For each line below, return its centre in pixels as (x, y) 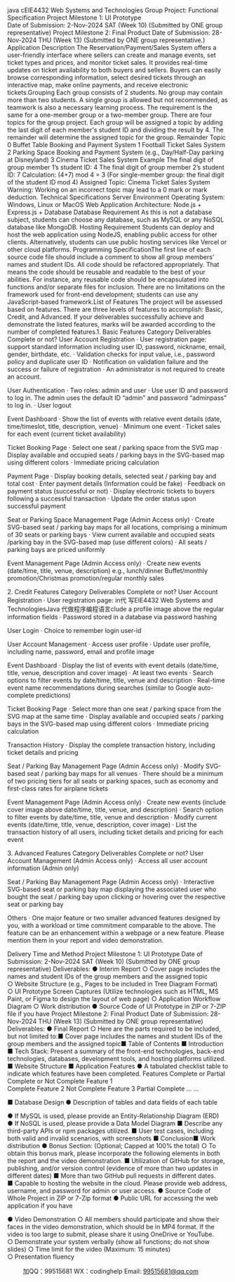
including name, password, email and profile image (81, 652)
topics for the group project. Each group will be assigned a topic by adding (115, 122)
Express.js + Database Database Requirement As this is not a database (110, 212)
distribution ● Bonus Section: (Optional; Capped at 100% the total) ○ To (112, 1146)
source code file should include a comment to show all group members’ (111, 257)
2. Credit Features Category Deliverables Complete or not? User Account (113, 592)
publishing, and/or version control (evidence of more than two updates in (113, 1168)
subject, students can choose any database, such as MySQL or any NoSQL (116, 220)
